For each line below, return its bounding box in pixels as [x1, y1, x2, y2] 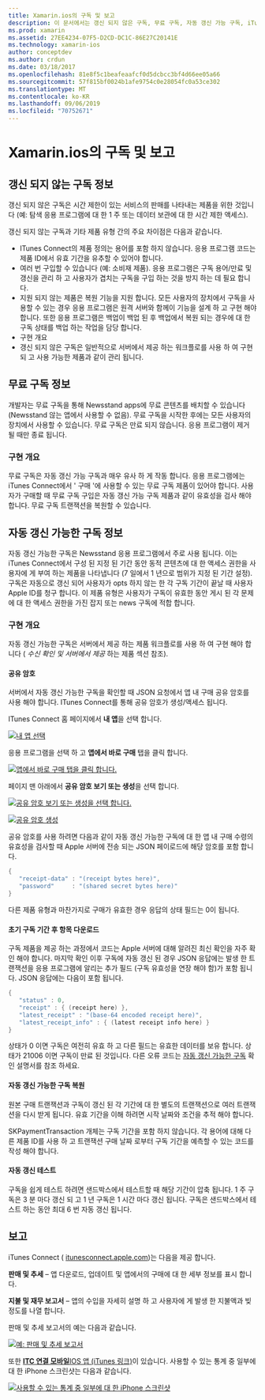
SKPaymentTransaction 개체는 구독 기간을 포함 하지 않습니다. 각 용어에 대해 [8, 1126, 244, 1136]
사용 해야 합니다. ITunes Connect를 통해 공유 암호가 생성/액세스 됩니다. [8, 698, 228, 707]
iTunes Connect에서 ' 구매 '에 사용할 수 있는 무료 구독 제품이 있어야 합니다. [8, 481, 240, 490]
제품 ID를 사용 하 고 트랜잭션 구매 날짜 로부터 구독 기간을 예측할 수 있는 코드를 [16, 1136, 254, 1145]
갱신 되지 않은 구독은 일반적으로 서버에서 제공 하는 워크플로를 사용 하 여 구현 [19, 342, 254, 352]
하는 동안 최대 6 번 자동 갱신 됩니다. [22, 1204, 132, 1214]
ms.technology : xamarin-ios [8, 41, 101, 49]
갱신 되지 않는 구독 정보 [8, 177, 114, 191]
